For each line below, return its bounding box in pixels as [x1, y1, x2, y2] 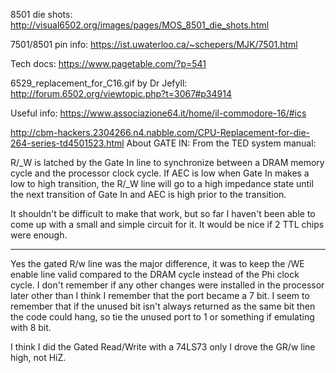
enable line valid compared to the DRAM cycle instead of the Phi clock [10, 269, 300, 280]
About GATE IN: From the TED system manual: [126, 137, 317, 149]
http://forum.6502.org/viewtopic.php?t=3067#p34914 [10, 88, 232, 99]
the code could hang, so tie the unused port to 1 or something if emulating [10, 311, 315, 323]
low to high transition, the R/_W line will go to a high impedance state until [10, 178, 314, 189]
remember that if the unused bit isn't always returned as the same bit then [10, 300, 316, 312]
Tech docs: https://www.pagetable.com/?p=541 [10, 58, 207, 69]
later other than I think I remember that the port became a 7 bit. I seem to [10, 290, 310, 301]
